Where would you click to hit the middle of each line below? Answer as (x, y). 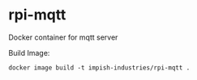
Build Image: (29, 53)
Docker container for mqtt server (63, 37)
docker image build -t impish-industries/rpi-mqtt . (99, 67)
